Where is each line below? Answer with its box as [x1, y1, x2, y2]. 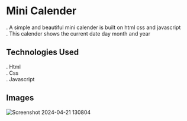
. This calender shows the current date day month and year [6, 30, 151, 37]
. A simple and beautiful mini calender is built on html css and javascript [6, 24, 181, 31]
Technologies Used [6, 47, 79, 58]
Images [6, 93, 34, 103]
